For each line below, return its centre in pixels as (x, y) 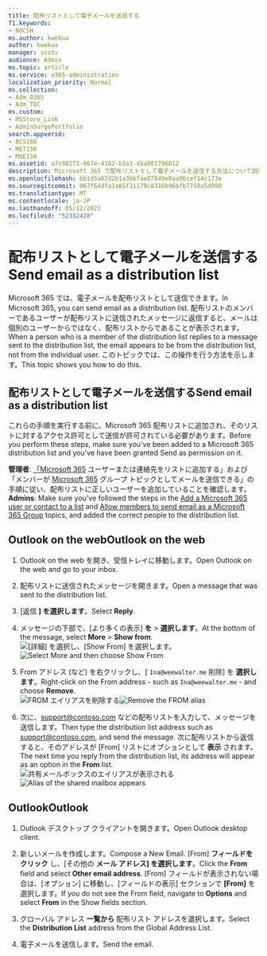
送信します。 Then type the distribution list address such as (116, 727)
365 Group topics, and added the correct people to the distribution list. (124, 515)
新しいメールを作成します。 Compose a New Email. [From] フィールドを (136, 853)
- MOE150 (23, 156)
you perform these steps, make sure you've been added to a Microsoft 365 (131, 444)
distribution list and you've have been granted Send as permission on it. (126, 453)
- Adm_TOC (25, 104)
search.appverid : (37, 134)
